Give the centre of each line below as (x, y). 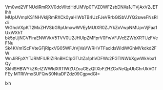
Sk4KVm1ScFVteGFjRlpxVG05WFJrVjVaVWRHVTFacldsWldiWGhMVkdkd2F (81, 48)
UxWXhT (14, 33)
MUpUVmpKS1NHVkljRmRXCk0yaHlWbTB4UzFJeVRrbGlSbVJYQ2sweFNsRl (81, 17)
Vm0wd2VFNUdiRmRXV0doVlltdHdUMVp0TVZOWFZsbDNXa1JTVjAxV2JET (82, 7)
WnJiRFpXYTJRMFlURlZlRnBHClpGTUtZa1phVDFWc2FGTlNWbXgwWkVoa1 (81, 58)
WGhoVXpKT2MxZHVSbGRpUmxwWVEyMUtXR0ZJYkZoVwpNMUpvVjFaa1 (81, 28)
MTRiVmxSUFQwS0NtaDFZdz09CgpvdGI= (57, 74)
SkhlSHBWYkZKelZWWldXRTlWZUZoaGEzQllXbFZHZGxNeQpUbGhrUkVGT (81, 69)
